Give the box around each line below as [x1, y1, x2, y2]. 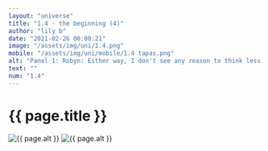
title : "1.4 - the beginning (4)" [8, 19, 125, 27]
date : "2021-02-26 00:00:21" [8, 34, 106, 43]
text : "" [8, 65, 38, 73]
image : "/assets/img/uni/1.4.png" [8, 42, 125, 50]
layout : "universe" [8, 11, 74, 20]
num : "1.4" [8, 72, 45, 80]
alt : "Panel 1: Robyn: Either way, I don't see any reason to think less [8, 57, 262, 65]
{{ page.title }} [8, 107, 108, 125]
